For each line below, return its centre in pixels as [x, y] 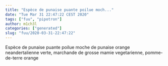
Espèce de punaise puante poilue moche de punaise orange [68, 47]
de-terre [14, 58]
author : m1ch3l [21, 24]
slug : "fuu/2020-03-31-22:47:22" [40, 33]
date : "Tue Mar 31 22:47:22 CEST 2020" [47, 14]
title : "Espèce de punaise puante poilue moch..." [60, 10]
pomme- [154, 52]
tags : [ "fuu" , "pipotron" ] [34, 19]
